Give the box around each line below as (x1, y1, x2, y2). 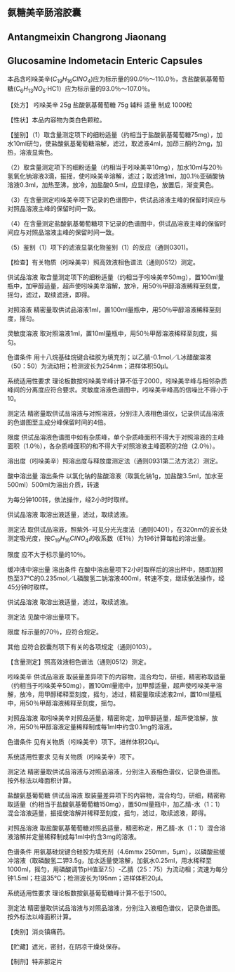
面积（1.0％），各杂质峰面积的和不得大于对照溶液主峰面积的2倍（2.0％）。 (7, 442, 219, 450)
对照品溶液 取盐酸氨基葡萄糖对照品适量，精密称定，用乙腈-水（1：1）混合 (7, 824, 220, 832)
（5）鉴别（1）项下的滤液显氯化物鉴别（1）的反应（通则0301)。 (7, 243, 192, 252)
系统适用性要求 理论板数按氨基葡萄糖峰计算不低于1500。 (7, 888, 170, 897)
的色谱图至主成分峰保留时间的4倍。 (7, 418, 110, 427)
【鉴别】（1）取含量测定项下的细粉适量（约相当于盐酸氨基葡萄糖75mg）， (7, 131, 217, 139)
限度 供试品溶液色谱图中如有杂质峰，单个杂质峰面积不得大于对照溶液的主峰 (7, 433, 224, 442)
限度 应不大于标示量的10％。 (7, 550, 90, 558)
